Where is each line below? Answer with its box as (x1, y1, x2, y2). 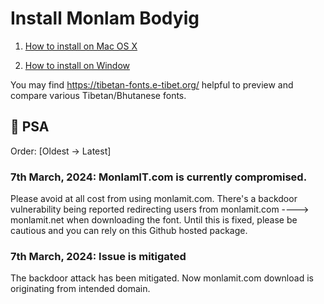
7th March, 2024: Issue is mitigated (10, 249, 187, 263)
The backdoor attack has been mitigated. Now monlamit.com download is (10, 272, 314, 284)
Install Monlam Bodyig (10, 7, 200, 30)
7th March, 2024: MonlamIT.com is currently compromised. (10, 170, 308, 184)
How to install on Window (24, 59, 131, 71)
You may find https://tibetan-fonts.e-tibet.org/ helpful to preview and (10, 78, 294, 91)
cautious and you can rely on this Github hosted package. (10, 225, 248, 237)
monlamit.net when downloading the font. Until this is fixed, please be (10, 214, 298, 226)
